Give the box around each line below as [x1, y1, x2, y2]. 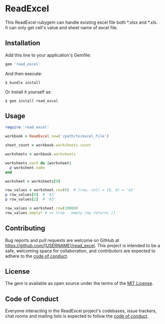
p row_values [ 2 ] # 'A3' [5, 197, 56, 202]
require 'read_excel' [5, 125, 50, 130]
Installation [5, 39, 40, 47]
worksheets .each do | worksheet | [5, 160, 71, 166]
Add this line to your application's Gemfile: [5, 52, 91, 58]
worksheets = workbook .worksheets [5, 152, 76, 157]
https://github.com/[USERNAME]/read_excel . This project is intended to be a [5, 242, 161, 248]
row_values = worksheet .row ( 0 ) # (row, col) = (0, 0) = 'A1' [5, 187, 135, 193]
